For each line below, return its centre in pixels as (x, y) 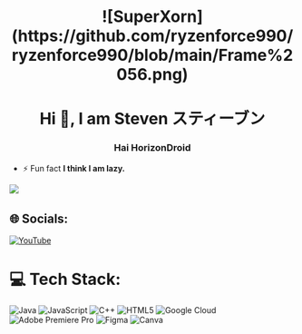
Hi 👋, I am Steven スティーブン (152, 119)
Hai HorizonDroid (152, 148)
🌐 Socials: (39, 219)
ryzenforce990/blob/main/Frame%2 (152, 55)
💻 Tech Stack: (65, 279)
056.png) (152, 75)
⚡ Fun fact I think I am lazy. (73, 168)
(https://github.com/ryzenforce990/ (152, 36)
